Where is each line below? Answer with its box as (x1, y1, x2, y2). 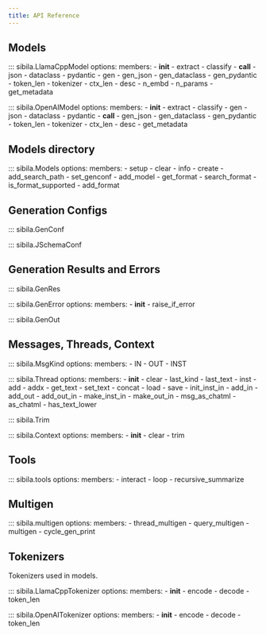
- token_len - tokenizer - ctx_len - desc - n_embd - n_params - (8, 79, 214, 88)
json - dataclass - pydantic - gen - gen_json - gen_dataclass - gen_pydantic (8, 71, 257, 80)
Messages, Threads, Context (8, 338, 155, 352)
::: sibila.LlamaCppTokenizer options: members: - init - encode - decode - (8, 587, 250, 596)
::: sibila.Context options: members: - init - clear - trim (8, 430, 185, 440)
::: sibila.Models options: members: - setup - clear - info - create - (8, 164, 224, 173)
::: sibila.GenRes (8, 283, 61, 294)
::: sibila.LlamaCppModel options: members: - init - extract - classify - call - (8, 62, 256, 71)
